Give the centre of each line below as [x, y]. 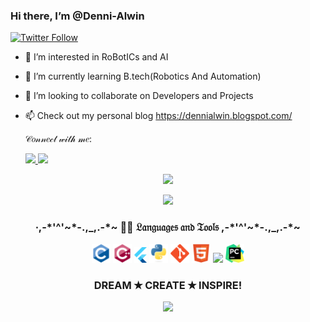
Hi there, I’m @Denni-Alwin [77, 16]
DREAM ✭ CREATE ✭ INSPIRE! [168, 285]
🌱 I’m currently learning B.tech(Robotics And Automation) [143, 76]
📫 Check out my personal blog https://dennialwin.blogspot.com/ [158, 116]
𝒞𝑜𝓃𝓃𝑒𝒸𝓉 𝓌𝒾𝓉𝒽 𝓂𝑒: [58, 139]
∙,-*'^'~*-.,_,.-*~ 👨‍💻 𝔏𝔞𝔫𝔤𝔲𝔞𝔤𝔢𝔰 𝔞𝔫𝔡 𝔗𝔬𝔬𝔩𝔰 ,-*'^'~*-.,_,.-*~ [168, 227]
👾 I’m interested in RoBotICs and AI [96, 57]
